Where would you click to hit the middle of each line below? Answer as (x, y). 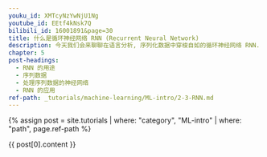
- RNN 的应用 (35, 90)
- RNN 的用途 (35, 68)
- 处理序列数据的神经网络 (52, 83)
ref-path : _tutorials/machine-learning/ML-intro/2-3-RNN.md (111, 98)
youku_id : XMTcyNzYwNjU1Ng (53, 16)
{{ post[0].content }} (42, 144)
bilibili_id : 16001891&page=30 (61, 30)
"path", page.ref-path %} (50, 129)
